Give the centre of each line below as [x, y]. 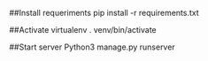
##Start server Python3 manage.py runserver [92, 47]
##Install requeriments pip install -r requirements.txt [104, 13]
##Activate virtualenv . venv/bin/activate [83, 30]
